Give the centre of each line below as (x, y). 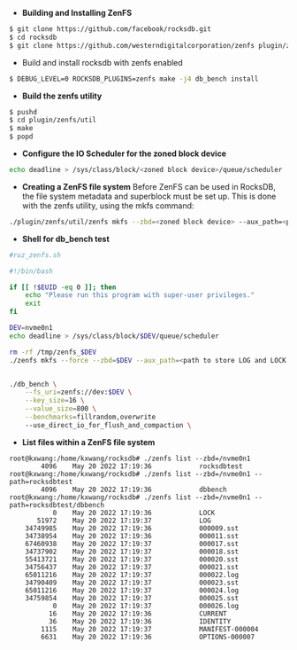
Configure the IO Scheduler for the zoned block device (124, 153)
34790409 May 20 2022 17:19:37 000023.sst (132, 583)
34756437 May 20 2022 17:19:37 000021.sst (132, 567)
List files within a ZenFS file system (88, 442)
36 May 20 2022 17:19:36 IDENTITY (140, 621)
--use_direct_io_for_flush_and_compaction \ (108, 425)
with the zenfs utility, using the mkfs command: (108, 205)
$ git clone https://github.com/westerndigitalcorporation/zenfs (132, 45)
